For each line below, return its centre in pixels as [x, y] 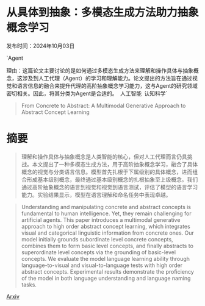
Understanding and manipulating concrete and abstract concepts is [106, 207]
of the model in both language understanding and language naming [106, 278]
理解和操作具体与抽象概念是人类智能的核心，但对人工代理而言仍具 [104, 157]
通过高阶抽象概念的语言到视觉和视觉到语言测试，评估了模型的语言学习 [110, 187]
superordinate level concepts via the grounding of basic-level [98, 252]
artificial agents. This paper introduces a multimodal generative [101, 219]
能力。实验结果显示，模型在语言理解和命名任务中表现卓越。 [96, 194]
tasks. [29, 285]
